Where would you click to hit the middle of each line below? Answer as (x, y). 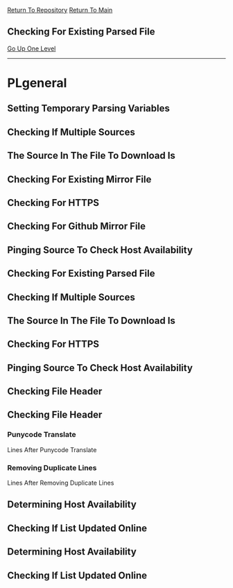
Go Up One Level (32, 49)
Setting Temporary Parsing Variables (88, 109)
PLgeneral (37, 83)
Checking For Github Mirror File (76, 226)
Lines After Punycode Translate (52, 449)
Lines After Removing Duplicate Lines (61, 483)
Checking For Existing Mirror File (79, 179)
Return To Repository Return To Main (60, 10)
